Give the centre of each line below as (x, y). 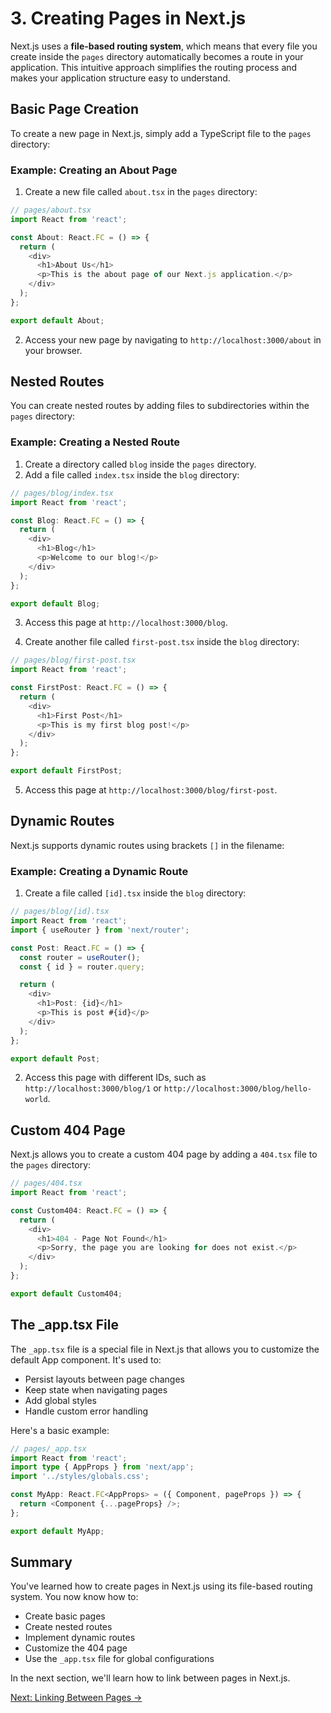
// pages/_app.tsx (48, 1448)
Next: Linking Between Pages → (76, 1698)
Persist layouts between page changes (104, 1379)
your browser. (53, 350)
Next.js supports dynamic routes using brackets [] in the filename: (147, 845)
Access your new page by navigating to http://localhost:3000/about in (173, 339)
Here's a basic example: (60, 1430)
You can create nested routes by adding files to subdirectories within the (160, 406)
